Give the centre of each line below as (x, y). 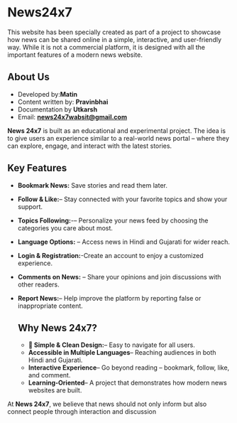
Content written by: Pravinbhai (63, 102)
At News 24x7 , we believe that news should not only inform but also (107, 404)
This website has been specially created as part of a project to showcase (114, 32)
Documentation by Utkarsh (57, 109)
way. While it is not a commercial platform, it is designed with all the (106, 47)
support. (30, 206)
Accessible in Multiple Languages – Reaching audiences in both (122, 353)
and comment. (49, 375)
